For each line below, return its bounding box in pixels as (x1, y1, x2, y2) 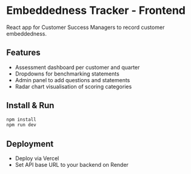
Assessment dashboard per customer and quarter (15, 63, 140, 71)
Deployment (6, 138, 54, 149)
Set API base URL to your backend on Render (15, 161, 129, 169)
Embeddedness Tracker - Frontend (6, 4, 186, 18)
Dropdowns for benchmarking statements (15, 70, 119, 77)
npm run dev (6, 122, 36, 128)
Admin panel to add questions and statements (15, 76, 130, 83)
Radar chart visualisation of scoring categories (15, 83, 132, 90)
